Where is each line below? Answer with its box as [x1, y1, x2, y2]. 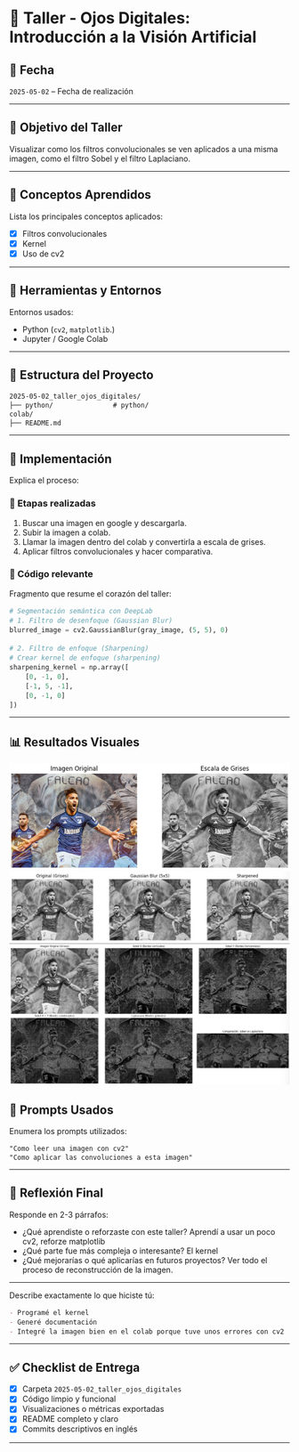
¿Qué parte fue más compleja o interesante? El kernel [21, 1245, 219, 1256]
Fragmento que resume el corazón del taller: [9, 588, 172, 599]
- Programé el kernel [9, 1308, 90, 1317]
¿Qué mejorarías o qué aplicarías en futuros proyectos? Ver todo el [21, 1254, 268, 1265]
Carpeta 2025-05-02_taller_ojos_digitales [21, 1383, 182, 1394]
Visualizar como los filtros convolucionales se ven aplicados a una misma [9, 143, 279, 154]
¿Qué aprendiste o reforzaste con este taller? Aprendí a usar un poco [21, 1226, 276, 1237]
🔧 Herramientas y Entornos [9, 283, 162, 298]
